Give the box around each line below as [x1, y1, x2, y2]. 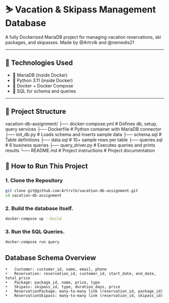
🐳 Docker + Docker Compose [12, 82, 73, 88]
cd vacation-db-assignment [5, 193, 62, 198]
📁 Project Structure [5, 108, 66, 116]
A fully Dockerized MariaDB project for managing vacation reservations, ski [5, 34, 161, 40]
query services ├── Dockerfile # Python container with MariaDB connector [5, 126, 162, 132]
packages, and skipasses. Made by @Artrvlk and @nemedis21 [5, 39, 134, 45]
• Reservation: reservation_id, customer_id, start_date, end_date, [5, 271, 156, 276]
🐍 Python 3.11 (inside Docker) [12, 77, 73, 83]
